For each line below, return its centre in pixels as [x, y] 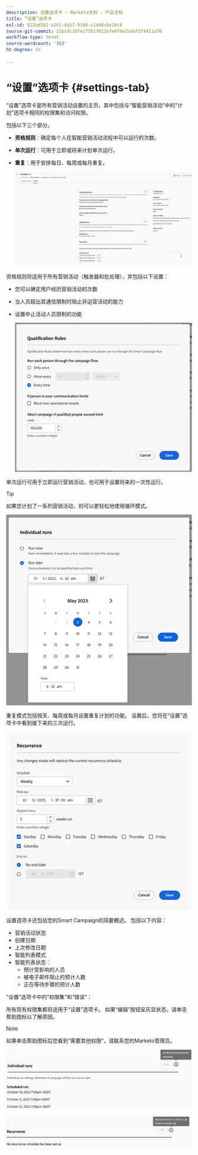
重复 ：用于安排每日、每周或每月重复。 [61, 163]
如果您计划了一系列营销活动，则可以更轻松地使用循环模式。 [78, 506]
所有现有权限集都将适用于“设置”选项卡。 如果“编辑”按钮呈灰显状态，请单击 [97, 1009]
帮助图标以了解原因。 [32, 1017]
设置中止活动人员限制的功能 [48, 314]
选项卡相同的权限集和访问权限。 [52, 113]
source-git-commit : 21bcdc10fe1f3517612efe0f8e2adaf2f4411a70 [84, 31]
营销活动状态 [30, 933]
